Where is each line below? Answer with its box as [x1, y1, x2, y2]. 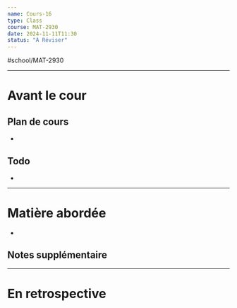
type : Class [7, 17, 42, 24]
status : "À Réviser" [7, 37, 68, 44]
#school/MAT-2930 [7, 56, 64, 64]
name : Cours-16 [7, 10, 52, 18]
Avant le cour [7, 88, 87, 103]
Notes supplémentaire [7, 249, 108, 261]
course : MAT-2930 [7, 23, 59, 30]
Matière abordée [7, 205, 107, 222]
